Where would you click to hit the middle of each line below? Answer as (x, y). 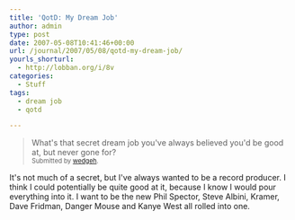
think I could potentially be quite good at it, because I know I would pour (143, 187)
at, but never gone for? (74, 153)
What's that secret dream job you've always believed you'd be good (157, 143)
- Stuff (32, 84)
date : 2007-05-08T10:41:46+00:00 (72, 43)
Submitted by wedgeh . (65, 161)
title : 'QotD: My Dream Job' (64, 18)
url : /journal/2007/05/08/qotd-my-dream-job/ (96, 51)
